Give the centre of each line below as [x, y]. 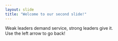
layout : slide [20, 10]
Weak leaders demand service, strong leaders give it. [59, 28]
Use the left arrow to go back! [35, 33]
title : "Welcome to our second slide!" [46, 14]
